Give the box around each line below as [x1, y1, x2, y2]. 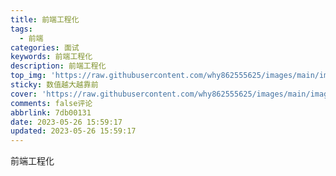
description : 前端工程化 [10, 61, 107, 71]
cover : [10, 89, 38, 99]
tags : [10, 24, 33, 34]
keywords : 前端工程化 [10, 52, 93, 62]
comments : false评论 [10, 98, 93, 108]
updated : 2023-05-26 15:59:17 [10, 126, 137, 136]
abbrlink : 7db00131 [10, 107, 92, 118]
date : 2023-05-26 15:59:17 [10, 117, 123, 127]
